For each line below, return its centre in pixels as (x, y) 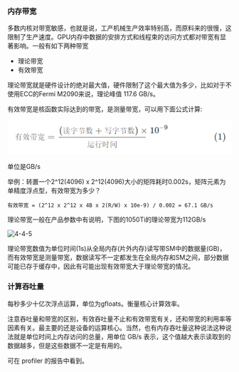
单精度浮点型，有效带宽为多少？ (54, 191)
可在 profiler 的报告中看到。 (48, 361)
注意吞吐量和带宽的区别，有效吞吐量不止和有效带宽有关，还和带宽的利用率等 (119, 319)
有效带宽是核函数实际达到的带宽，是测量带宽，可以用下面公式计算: (105, 109)
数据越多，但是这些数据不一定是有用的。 (67, 345)
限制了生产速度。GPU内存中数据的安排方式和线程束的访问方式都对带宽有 (114, 37)
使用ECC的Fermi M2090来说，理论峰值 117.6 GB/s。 (84, 94)
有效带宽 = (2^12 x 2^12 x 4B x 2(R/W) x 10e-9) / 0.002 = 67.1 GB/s (110, 206)
